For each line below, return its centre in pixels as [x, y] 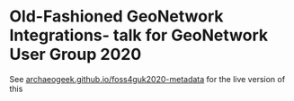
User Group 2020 [76, 55]
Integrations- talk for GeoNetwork [139, 35]
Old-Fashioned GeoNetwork [116, 17]
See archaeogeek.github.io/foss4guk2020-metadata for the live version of [147, 79]
